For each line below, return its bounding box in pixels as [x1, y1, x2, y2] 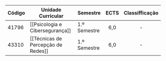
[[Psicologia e [30, 21, 62, 28]
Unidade [41, 6, 62, 13]
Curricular [39, 12, 64, 19]
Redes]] [30, 48, 48, 54]
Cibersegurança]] [30, 27, 71, 34]
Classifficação [124, 9, 159, 16]
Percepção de [30, 42, 63, 48]
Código [7, 9, 25, 16]
